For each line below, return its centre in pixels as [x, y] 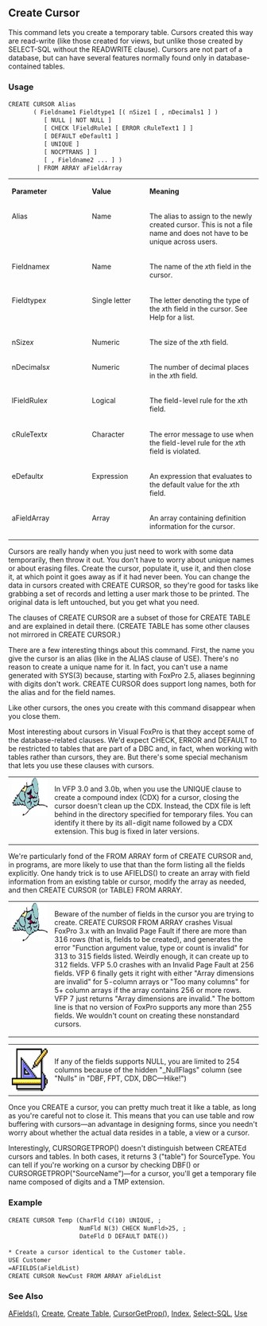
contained [25, 66]
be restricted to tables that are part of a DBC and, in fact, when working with [133, 748]
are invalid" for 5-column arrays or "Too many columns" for [152, 981]
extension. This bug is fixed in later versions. [127, 831]
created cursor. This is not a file [201, 225]
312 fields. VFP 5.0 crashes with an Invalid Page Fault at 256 [154, 964]
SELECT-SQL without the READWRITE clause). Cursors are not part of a [126, 49]
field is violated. [175, 451]
